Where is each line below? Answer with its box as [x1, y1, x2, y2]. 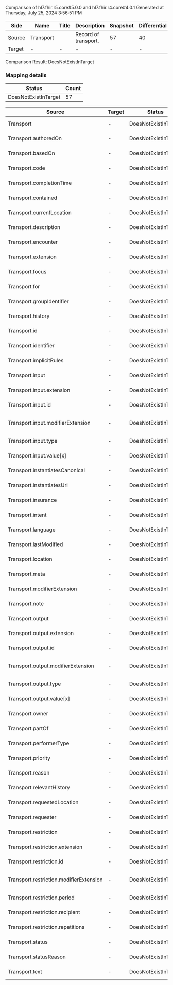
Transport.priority [8, 754, 50, 762]
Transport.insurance [8, 497, 57, 504]
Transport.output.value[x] [8, 695, 71, 702]
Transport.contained [8, 194, 58, 201]
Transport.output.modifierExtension [8, 662, 94, 670]
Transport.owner [8, 710, 48, 717]
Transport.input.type [8, 437, 58, 445]
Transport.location [8, 556, 53, 563]
